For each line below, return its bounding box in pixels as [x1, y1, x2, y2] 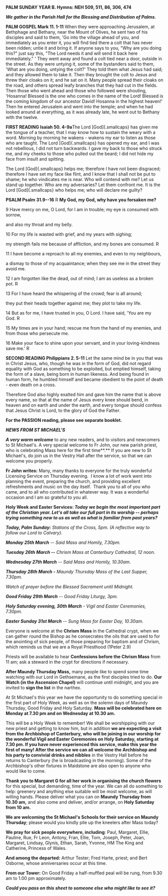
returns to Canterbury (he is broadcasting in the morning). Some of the [5, 758, 152, 763]
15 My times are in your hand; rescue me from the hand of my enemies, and [5, 325, 161, 331]
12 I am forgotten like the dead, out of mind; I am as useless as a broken [5, 275, 154, 281]
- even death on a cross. [5, 382, 56, 388]
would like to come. [5, 768, 46, 774]
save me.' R [5, 346, 29, 351]
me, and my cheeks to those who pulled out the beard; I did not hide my [5, 151, 154, 157]
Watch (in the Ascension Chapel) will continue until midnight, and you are [5, 679, 159, 685]
